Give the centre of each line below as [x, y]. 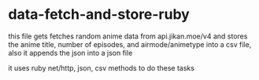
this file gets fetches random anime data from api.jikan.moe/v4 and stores [128, 36]
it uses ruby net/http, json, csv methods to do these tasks [102, 67]
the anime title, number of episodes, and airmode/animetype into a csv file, [130, 44]
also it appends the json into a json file [70, 53]
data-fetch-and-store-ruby [99, 15]
